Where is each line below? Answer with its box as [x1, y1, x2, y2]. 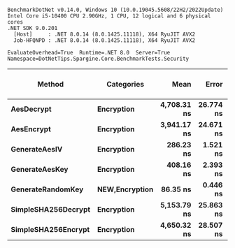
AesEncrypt [10, 124, 51, 133]
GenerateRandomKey [10, 184, 84, 194]
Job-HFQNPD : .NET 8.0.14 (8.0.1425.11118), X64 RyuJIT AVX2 [13, 37, 196, 44]
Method [37, 80, 64, 89]
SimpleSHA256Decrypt [10, 205, 91, 214]
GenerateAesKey [10, 165, 69, 174]
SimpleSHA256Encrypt [10, 225, 90, 234]
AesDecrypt [10, 104, 52, 114]
